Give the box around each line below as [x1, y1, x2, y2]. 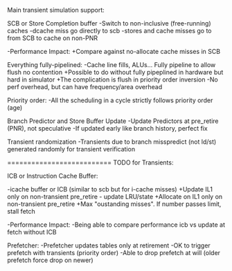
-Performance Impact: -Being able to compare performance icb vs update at [7, 221, 225, 229]
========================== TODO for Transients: [7, 158, 174, 167]
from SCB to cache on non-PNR [7, 34, 98, 42]
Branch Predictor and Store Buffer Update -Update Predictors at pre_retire [7, 117, 220, 125]
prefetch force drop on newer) [7, 256, 93, 264]
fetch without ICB [7, 228, 57, 236]
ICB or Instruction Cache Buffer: [7, 172, 98, 180]
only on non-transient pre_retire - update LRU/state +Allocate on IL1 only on [7, 193, 223, 200]
